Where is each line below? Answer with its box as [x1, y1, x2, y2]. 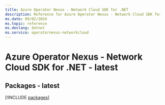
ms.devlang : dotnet [5, 26, 45, 31]
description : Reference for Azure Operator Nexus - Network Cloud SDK [5, 12, 153, 17]
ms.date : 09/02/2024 [5, 16, 48, 21]
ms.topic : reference [5, 21, 48, 26]
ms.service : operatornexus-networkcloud [5, 30, 89, 35]
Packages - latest [5, 81, 60, 90]
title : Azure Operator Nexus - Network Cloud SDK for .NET [5, 7, 129, 12]
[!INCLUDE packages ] [5, 95, 50, 100]
